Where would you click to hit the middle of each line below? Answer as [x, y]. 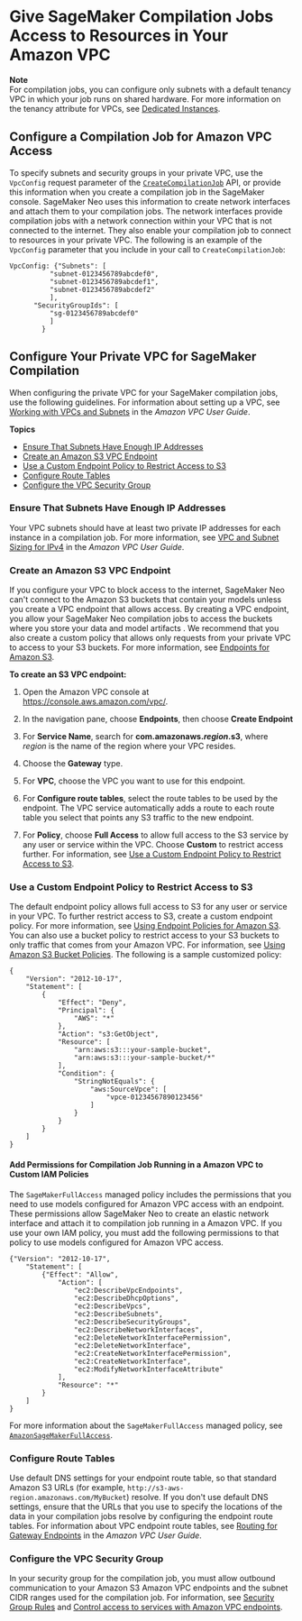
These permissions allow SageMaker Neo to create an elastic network [139, 1213]
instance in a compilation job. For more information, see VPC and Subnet [144, 537]
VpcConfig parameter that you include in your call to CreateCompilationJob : [147, 249]
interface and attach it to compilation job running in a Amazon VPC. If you [146, 1223]
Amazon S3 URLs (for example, [68, 1487]
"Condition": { [86, 1074]
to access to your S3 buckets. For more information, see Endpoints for [140, 647]
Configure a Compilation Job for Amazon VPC [141, 137]
